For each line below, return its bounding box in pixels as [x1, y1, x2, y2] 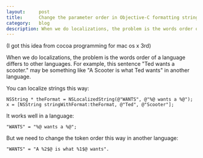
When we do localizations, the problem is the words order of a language [6, 54, 185, 61]
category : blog [6, 20, 50, 26]
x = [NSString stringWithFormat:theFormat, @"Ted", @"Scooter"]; [6, 102, 174, 108]
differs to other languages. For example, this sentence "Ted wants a [6, 60, 175, 68]
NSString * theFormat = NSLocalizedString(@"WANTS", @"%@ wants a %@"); [6, 96, 193, 103]
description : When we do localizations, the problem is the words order [6, 25, 193, 32]
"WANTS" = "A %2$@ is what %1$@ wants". [6, 146, 110, 153]
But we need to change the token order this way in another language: [6, 134, 179, 142]
